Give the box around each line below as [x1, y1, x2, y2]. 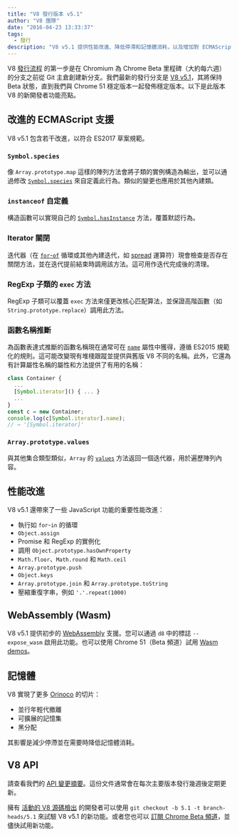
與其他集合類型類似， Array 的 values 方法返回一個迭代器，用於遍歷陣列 [7, 454, 216, 462]
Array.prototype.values [7, 438, 90, 447]
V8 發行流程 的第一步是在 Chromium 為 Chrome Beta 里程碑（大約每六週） [7, 64, 226, 72]
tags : [7, 30, 23, 38]
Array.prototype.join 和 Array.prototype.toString [17, 579, 169, 588]
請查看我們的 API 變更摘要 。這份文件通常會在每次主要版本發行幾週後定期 [7, 779, 221, 787]
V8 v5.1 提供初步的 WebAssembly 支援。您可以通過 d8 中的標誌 [7, 629, 191, 638]
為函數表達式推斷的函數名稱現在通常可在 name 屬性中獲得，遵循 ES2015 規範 [7, 343, 230, 352]
